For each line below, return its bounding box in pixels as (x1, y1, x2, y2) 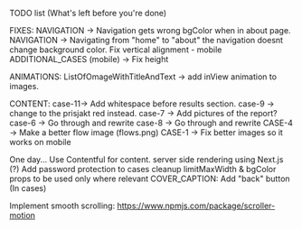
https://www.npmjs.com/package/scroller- (117, 200, 276, 211)
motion (9, 210, 36, 220)
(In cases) (9, 183, 47, 193)
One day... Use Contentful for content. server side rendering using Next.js (9, 154, 284, 165)
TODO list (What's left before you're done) (9, 8, 167, 18)
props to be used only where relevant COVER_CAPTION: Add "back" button (9, 173, 291, 184)
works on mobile (9, 137, 71, 147)
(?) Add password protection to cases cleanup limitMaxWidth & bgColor (9, 164, 277, 174)
